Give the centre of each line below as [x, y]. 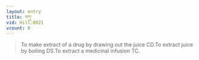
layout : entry [24, 11]
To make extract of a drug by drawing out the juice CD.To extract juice [107, 45]
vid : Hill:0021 [25, 22]
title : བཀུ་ [19, 17]
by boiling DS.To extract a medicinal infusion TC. [80, 51]
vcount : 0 [18, 28]
